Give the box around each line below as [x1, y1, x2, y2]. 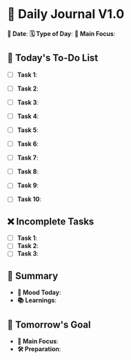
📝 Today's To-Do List [7, 52, 99, 64]
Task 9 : [17, 181, 39, 189]
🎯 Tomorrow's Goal [7, 319, 91, 330]
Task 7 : [17, 153, 39, 162]
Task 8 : [17, 167, 39, 176]
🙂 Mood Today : [17, 288, 61, 296]
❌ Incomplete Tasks [7, 216, 94, 227]
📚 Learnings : [17, 296, 57, 305]
